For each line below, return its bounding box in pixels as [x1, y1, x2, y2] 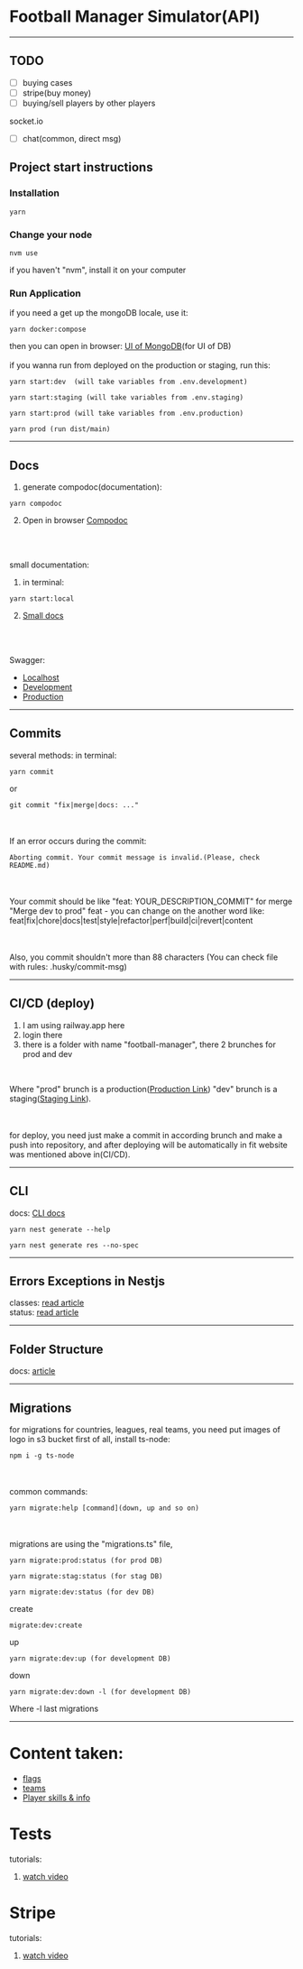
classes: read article [9, 1297, 85, 1309]
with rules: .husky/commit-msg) [9, 961, 128, 971]
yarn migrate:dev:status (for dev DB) [9, 1587, 155, 1596]
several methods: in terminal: [9, 750, 117, 760]
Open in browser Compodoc [22, 515, 128, 526]
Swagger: [9, 655, 45, 666]
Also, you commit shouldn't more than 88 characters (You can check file [9, 952, 279, 962]
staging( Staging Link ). [9, 1093, 92, 1104]
